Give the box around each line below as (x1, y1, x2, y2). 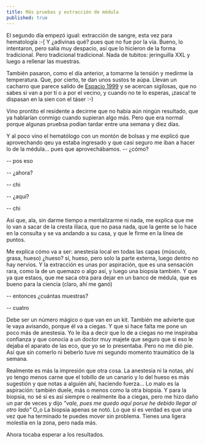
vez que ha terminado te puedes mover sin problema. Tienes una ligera (6, 412, 186, 420)
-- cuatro (6, 304, 29, 311)
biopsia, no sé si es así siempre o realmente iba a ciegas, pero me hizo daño (6, 393, 199, 400)
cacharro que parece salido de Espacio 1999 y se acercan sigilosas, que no (6, 82, 197, 89)
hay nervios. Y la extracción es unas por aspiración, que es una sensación (6, 261, 194, 268)
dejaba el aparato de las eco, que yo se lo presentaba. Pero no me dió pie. (6, 342, 194, 349)
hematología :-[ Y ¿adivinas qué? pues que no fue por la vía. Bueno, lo (6, 38, 184, 45)
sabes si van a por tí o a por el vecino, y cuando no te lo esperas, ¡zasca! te (6, 89, 196, 96)
